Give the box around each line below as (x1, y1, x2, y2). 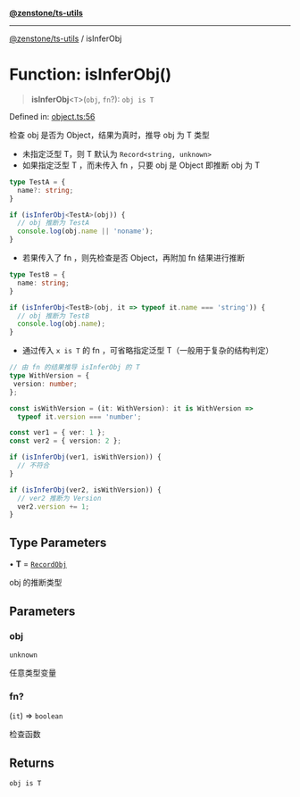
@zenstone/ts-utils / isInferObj (9, 33, 122, 44)
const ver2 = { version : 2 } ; (9, 436, 122, 445)
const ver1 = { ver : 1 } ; (9, 428, 105, 437)
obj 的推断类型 (9, 577, 62, 588)
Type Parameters (9, 535, 107, 550)
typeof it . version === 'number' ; (17, 412, 142, 421)
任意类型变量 (9, 667, 56, 677)
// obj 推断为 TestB (17, 311, 90, 320)
